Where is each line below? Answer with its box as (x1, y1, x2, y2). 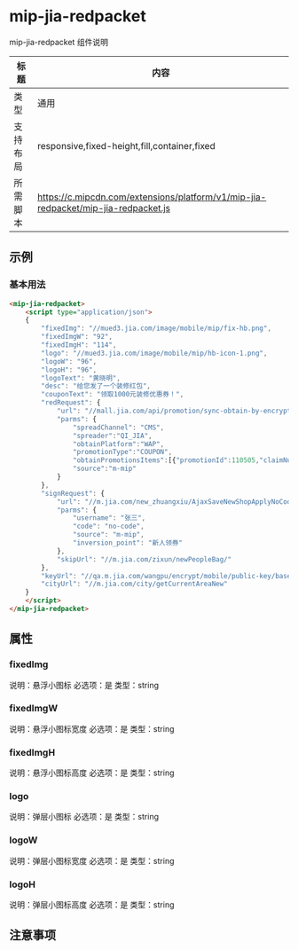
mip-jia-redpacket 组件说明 (9, 36, 109, 47)
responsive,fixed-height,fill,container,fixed (36, 139, 216, 152)
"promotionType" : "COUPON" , (72, 448, 173, 457)
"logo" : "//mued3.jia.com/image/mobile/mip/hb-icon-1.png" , (41, 349, 268, 357)
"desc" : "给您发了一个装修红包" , (41, 381, 151, 391)
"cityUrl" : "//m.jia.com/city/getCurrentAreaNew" (41, 579, 228, 589)
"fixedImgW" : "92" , (41, 333, 114, 342)
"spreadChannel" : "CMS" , (72, 423, 165, 432)
